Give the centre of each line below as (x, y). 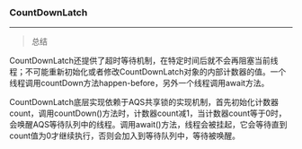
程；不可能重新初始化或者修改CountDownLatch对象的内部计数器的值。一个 (148, 72)
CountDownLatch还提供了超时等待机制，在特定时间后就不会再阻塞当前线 (144, 61)
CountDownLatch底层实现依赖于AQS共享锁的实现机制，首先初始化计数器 (144, 102)
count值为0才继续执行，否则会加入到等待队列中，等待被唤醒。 (125, 136)
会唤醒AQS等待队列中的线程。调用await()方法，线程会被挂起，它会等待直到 (148, 125)
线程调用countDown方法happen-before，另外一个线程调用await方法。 (139, 83)
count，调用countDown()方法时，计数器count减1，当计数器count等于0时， (148, 113)
